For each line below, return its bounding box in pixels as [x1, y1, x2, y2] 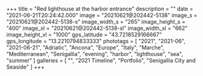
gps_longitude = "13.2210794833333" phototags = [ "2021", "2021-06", [6, 38, 186, 44]
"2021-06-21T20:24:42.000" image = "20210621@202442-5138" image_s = [6, 12, 198, 19]
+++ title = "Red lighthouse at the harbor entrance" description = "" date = [6, 5, 194, 12]
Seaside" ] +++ [6, 63, 45, 71]
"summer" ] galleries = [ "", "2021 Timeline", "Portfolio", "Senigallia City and [6, 57, 196, 64]
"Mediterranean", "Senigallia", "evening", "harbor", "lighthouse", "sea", [6, 50, 183, 57]
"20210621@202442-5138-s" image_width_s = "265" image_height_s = [6, 18, 186, 25]
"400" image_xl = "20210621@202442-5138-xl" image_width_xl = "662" [6, 24, 188, 32]
